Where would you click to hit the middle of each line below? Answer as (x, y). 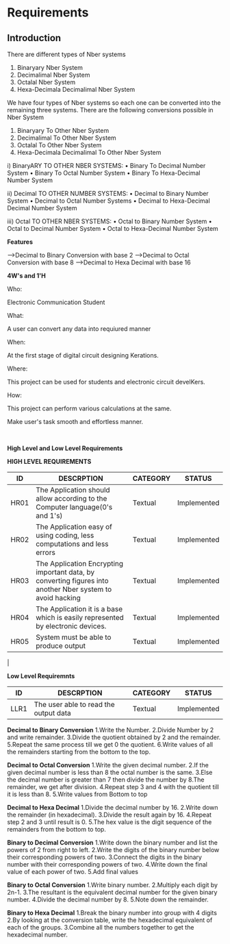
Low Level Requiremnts (41, 676)
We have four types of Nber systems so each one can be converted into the (114, 103)
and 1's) (49, 516)
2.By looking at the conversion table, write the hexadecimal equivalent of (110, 920)
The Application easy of (74, 527)
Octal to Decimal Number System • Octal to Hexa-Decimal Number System (113, 228)
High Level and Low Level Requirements (65, 448)
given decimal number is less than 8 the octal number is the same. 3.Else (110, 772)
